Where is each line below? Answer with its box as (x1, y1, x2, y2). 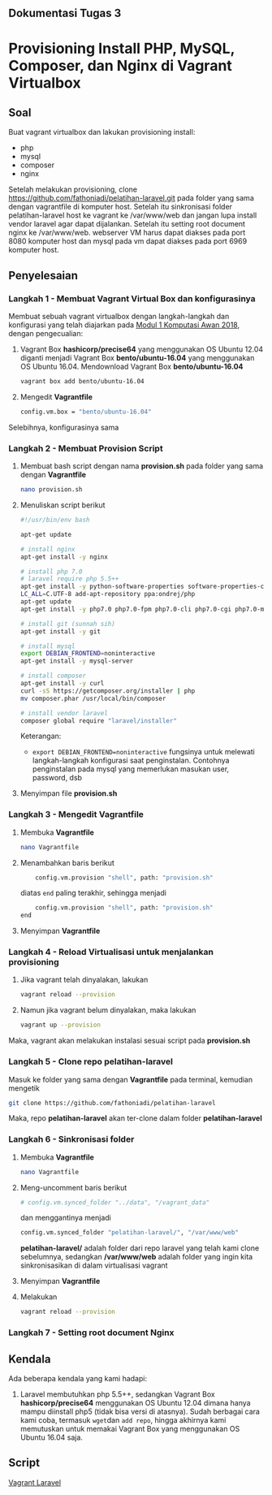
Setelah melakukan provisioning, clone (8, 184, 138, 194)
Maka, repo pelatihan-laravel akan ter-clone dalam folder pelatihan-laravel (8, 1113, 262, 1123)
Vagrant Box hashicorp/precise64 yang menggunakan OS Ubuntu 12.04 (19, 344, 264, 354)
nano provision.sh (19, 486, 83, 494)
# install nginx (19, 545, 76, 553)
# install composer (19, 672, 87, 681)
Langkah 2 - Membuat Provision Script (8, 443, 164, 454)
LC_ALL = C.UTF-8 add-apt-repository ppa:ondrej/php (19, 590, 196, 598)
